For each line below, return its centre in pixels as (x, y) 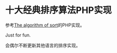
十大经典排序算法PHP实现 (58, 10)
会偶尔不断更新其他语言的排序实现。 (43, 45)
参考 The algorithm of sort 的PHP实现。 (45, 25)
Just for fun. (18, 35)
